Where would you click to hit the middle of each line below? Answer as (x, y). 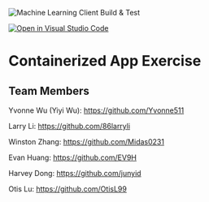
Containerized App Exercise (105, 61)
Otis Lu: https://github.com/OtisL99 (68, 189)
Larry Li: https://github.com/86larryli (70, 126)
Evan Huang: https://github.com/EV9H (72, 157)
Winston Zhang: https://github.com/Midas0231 (87, 142)
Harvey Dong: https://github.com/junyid (75, 173)
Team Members (49, 90)
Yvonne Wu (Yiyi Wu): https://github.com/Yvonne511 (96, 110)
